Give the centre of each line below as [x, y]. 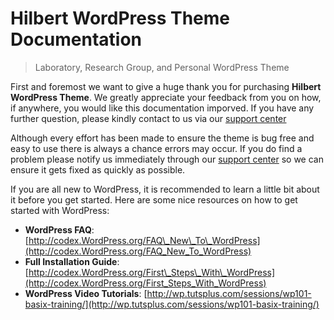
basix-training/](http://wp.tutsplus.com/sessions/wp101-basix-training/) [172, 304]
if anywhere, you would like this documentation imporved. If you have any [162, 108]
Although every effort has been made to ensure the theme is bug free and [162, 138]
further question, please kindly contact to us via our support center [148, 118]
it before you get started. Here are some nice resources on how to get [154, 199]
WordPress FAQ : [59, 229]
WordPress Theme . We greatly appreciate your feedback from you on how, [166, 97]
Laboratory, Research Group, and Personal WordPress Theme [162, 67]
